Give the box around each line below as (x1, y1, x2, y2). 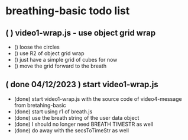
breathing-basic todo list (5, 4, 130, 18)
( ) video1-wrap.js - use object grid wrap (5, 28, 156, 38)
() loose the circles (14, 43, 60, 50)
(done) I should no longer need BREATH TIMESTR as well (14, 120, 154, 128)
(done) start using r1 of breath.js (14, 108, 93, 115)
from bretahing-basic (14, 101, 66, 109)
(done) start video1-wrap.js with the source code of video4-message (14, 95, 182, 102)
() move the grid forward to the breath (14, 62, 107, 69)
